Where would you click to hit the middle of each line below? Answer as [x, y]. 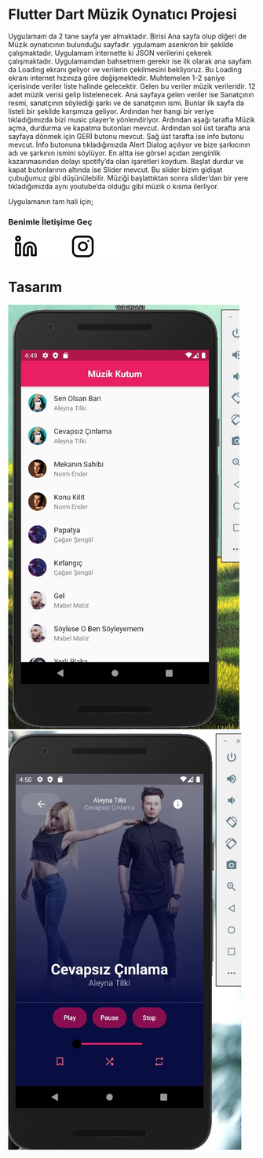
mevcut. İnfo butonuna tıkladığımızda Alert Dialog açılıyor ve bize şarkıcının [129, 144]
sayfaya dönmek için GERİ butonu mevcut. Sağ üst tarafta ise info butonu [126, 136]
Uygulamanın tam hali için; [51, 201]
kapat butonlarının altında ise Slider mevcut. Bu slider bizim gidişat [115, 170]
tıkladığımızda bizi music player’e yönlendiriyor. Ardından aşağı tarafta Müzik [131, 119]
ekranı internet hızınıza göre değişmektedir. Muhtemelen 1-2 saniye [117, 78]
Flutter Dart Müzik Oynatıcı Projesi [122, 15]
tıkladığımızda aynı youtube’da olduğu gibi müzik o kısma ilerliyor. [114, 186]
